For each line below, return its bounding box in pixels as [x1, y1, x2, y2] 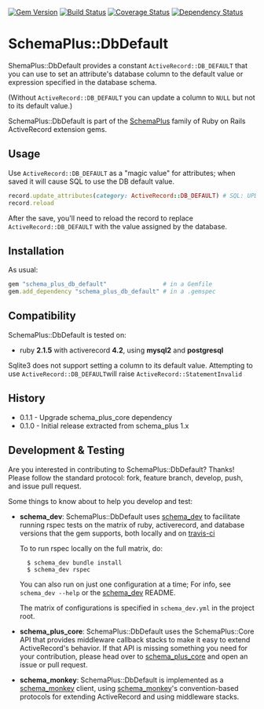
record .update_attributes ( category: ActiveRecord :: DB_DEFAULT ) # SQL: [8, 192, 244, 199]
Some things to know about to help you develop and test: [8, 496, 193, 506]
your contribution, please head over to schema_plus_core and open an [19, 652, 248, 661]
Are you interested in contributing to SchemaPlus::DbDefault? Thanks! [8, 464, 235, 474]
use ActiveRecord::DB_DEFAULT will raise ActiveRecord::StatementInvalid [8, 369, 242, 378]
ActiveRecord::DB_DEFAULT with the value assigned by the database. [8, 221, 228, 231]
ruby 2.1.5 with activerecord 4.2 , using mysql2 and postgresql [19, 345, 224, 355]
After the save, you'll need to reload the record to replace [8, 213, 194, 223]
